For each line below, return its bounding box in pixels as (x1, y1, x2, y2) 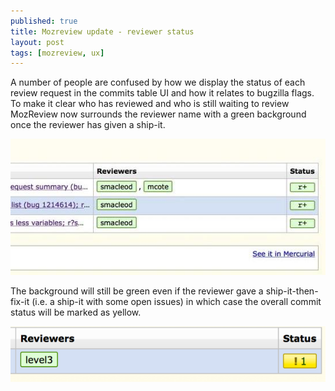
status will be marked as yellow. (10, 306, 142, 319)
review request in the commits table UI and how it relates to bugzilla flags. (10, 87, 315, 99)
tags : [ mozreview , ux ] (10, 48, 105, 58)
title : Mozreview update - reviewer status (10, 26, 195, 37)
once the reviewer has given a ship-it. (10, 119, 166, 131)
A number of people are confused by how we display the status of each (10, 76, 306, 89)
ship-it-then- (265, 285, 319, 297)
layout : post (10, 37, 65, 47)
